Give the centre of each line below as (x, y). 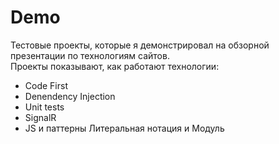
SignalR (40, 117)
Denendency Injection (70, 96)
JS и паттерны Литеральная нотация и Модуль (124, 128)
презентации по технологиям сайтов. (90, 55)
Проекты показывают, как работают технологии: (115, 66)
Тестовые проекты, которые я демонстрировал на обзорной (140, 45)
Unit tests (44, 107)
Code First (46, 85)
